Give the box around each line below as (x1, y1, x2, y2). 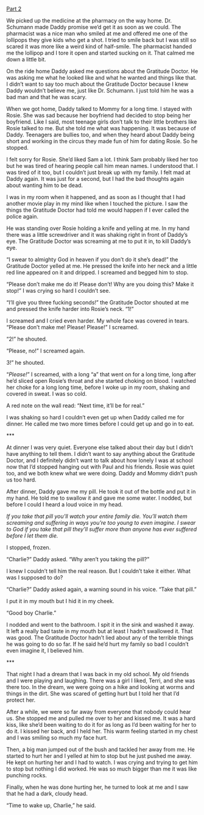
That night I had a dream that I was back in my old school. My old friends (6, 671, 189, 677)
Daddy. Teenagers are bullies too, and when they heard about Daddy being (6, 131, 195, 138)
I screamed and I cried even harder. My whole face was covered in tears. (6, 317, 189, 324)
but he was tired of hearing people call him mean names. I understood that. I (6, 163, 198, 169)
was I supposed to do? (6, 574, 63, 581)
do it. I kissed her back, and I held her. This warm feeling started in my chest (6, 727, 198, 735)
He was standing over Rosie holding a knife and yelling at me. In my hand (6, 225, 190, 232)
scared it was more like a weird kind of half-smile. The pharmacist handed (6, 43, 192, 50)
